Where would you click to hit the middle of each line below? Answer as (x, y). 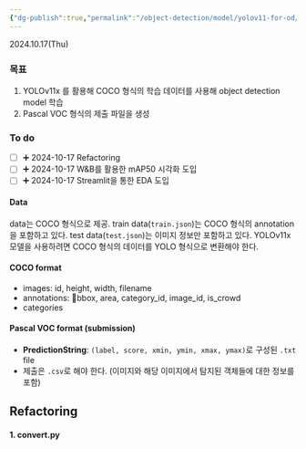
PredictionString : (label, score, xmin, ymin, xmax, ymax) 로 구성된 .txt (159, 350)
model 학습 (43, 102)
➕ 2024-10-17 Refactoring (71, 158)
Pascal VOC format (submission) (73, 329)
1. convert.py (35, 435)
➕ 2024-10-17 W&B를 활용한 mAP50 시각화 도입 (110, 169)
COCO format (36, 268)
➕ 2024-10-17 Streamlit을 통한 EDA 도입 (96, 181)
